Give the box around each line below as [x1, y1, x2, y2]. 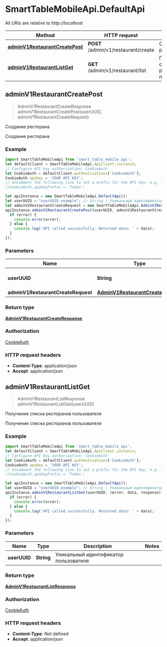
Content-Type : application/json [12, 363, 77, 369]
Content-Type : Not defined [12, 631, 69, 637]
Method [35, 31, 55, 38]
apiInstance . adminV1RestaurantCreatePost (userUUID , [5, 208, 114, 213]
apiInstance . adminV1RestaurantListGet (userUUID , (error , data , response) [5, 490, 162, 495]
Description [83, 542, 112, 549]
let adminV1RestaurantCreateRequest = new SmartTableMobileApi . [5, 203, 141, 208]
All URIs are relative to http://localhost [5, 20, 83, 26]
